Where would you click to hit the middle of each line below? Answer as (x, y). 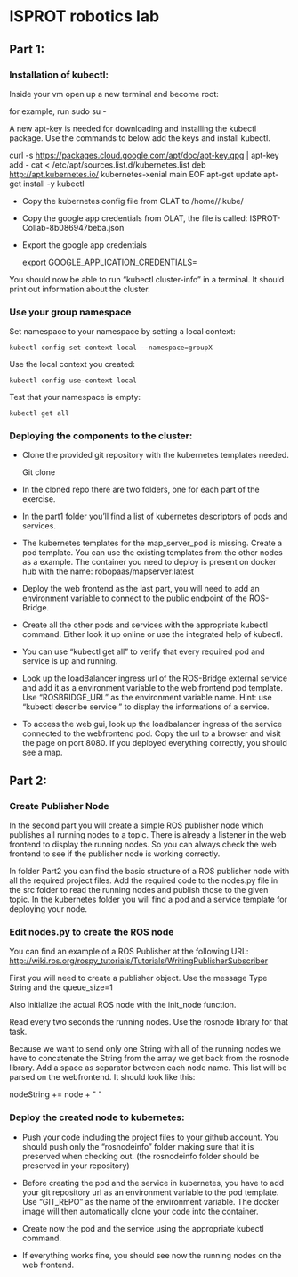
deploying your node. (48, 909)
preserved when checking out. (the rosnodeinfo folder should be (141, 1156)
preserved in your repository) (76, 1166)
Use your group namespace (70, 312)
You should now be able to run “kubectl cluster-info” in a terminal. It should (147, 279)
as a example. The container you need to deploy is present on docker (149, 562)
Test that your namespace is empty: (75, 397)
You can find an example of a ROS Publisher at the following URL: (129, 952)
